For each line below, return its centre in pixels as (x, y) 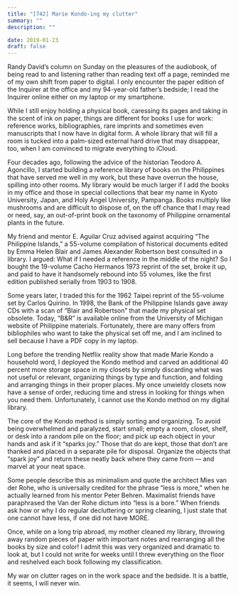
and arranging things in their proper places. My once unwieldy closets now (117, 385)
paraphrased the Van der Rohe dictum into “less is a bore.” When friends (114, 503)
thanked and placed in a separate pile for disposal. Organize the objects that (119, 451)
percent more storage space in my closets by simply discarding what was (115, 369)
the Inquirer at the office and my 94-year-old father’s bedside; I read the (113, 90)
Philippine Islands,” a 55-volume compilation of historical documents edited (118, 244)
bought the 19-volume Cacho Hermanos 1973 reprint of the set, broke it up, (117, 266)
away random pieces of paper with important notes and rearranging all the (116, 539)
